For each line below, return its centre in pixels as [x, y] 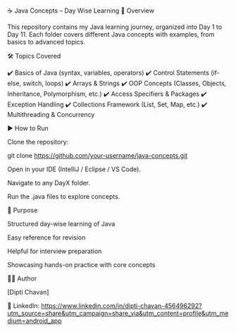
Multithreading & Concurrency [51, 115]
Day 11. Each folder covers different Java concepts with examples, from [111, 34]
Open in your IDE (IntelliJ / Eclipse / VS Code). [74, 169]
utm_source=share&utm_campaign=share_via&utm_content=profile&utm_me [118, 313]
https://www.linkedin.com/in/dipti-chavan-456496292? [122, 306]
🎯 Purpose [23, 210]
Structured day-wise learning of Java [61, 224]
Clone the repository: [38, 142]
